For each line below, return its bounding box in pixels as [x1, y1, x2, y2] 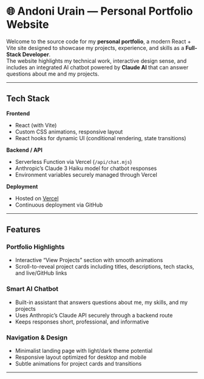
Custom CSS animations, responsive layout [15, 128, 123, 135]
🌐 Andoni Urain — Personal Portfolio [6, 4, 193, 18]
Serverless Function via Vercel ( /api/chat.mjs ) [15, 158, 132, 165]
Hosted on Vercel [15, 194, 59, 202]
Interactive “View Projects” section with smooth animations [15, 257, 163, 264]
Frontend [6, 110, 30, 117]
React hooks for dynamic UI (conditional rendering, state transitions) [15, 134, 186, 141]
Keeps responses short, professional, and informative [15, 318, 149, 325]
